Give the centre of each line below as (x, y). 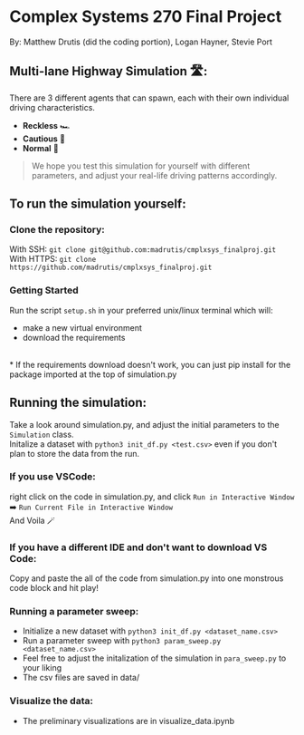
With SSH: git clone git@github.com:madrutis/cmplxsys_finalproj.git (143, 249)
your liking (42, 668)
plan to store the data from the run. (75, 453)
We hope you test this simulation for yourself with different (141, 166)
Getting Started (44, 290)
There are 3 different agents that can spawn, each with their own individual (149, 98)
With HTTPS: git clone (53, 259)
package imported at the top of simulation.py (93, 374)
